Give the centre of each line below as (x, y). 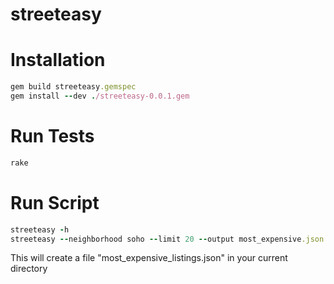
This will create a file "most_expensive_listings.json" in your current (149, 258)
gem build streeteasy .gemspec (73, 87)
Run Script (55, 202)
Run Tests (52, 136)
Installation (58, 60)
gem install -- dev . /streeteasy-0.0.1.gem (100, 96)
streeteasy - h (40, 229)
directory (29, 269)
